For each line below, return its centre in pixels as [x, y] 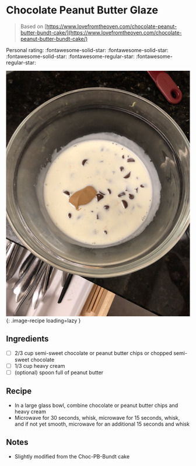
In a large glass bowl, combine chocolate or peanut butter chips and [96, 405]
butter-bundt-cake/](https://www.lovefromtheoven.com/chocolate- [101, 32]
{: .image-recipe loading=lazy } [43, 320]
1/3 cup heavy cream [40, 365]
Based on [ [33, 26]
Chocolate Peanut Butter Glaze [82, 10]
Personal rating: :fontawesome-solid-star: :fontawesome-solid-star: [87, 50]
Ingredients [27, 339]
